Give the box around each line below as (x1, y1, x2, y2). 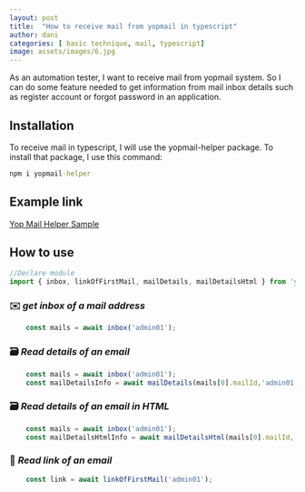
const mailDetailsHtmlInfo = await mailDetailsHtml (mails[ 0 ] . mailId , (25, 433, 295, 442)
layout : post (9, 13, 59, 23)
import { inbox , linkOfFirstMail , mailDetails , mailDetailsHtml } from (9, 277, 286, 286)
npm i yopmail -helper (9, 169, 92, 178)
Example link (9, 195, 84, 210)
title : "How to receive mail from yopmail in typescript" (9, 22, 238, 31)
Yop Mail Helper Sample (9, 218, 100, 229)
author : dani (9, 30, 59, 39)
